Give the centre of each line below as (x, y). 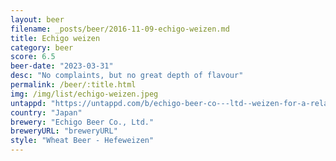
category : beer (42, 47)
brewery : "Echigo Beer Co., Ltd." (82, 122)
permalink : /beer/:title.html (73, 85)
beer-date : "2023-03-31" (62, 66)
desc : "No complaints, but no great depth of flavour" (127, 76)
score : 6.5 (33, 57)
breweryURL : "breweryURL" (64, 131)
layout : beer (37, 19)
